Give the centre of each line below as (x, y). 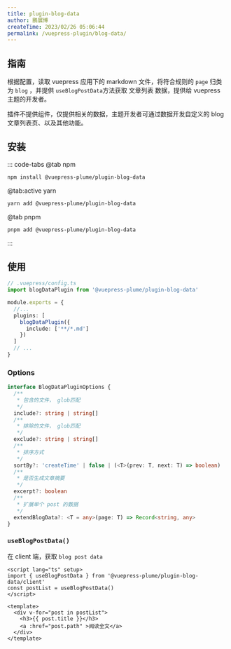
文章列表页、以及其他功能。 (47, 123)
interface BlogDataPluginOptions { (59, 387)
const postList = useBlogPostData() (61, 588)
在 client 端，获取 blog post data (55, 556)
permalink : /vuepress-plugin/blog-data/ (67, 33)
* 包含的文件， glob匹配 (48, 400)
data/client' (26, 582)
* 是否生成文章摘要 (41, 478)
